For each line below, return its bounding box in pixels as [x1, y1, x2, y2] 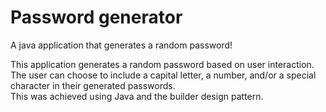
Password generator [10, 6, 183, 29]
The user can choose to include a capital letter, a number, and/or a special [10, 69, 317, 81]
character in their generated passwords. [10, 79, 176, 91]
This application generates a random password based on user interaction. [10, 58, 315, 70]
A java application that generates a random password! [10, 39, 233, 51]
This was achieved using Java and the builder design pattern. [10, 90, 264, 102]
